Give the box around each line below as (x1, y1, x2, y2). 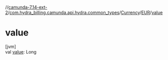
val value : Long (5, 48, 36, 54)
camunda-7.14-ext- (8, 4, 47, 10)
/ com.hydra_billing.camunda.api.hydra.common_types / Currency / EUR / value (7, 9, 163, 15)
